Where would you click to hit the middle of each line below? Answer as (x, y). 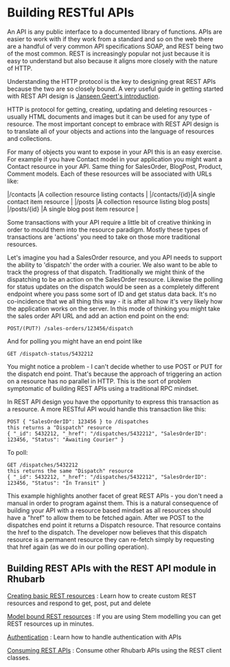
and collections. (30, 138)
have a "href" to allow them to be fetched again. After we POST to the (105, 517)
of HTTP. (20, 68)
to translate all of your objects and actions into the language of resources (111, 131)
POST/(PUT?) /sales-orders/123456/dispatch (70, 328)
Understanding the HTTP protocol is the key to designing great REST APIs (112, 81)
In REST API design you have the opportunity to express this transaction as (113, 402)
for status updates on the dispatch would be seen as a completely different (113, 286)
